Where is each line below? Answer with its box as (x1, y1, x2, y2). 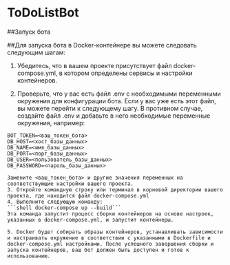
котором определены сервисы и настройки (64, 69, 193, 77)
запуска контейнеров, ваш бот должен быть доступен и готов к (7, 246, 189, 253)
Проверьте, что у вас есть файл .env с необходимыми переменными (17, 89, 222, 98)
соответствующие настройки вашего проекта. (7, 180, 134, 187)
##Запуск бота (7, 28, 51, 36)
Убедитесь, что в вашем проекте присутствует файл (17, 61, 172, 70)
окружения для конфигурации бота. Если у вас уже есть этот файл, (17, 96, 217, 105)
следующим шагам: (7, 48, 66, 56)
